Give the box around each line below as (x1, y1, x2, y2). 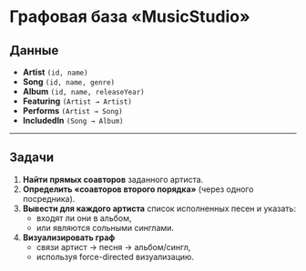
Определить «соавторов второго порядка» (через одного (22, 184, 254, 195)
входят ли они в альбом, (36, 212, 132, 224)
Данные (9, 43, 59, 58)
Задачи (9, 150, 55, 166)
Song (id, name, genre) (22, 76, 116, 87)
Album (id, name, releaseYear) (22, 86, 145, 96)
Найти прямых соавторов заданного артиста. (22, 174, 204, 185)
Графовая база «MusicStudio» (9, 6, 250, 27)
